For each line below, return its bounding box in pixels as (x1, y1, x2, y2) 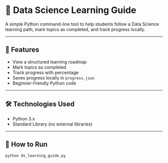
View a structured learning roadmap (12, 58, 87, 64)
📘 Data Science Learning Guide (5, 4, 136, 16)
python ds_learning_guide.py (5, 153, 66, 158)
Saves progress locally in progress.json (12, 74, 95, 80)
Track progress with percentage (12, 69, 79, 75)
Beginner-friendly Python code (12, 80, 76, 86)
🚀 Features (5, 45, 39, 54)
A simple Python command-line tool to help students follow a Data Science (5, 21, 159, 27)
